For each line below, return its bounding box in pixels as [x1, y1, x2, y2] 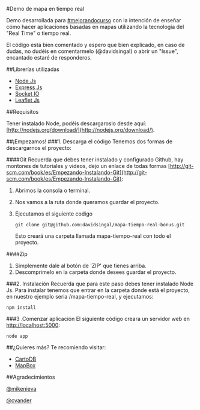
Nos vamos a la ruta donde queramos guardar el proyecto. [14, 199, 160, 205]
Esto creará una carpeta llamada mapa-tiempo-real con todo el [14, 232, 171, 240]
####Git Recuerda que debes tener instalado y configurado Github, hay [6, 156, 184, 163]
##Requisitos [6, 108, 39, 115]
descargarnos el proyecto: [6, 144, 71, 151]
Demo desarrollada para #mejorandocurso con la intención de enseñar [6, 17, 181, 23]
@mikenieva [6, 385, 37, 392]
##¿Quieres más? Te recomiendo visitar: [6, 344, 106, 351]
